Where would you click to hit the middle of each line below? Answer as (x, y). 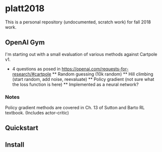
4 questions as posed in (36, 69)
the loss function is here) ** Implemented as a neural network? (75, 84)
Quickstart (22, 128)
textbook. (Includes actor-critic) (37, 113)
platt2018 (25, 9)
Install (15, 144)
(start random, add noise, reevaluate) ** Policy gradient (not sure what (83, 79)
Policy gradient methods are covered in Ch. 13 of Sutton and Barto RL (75, 108)
